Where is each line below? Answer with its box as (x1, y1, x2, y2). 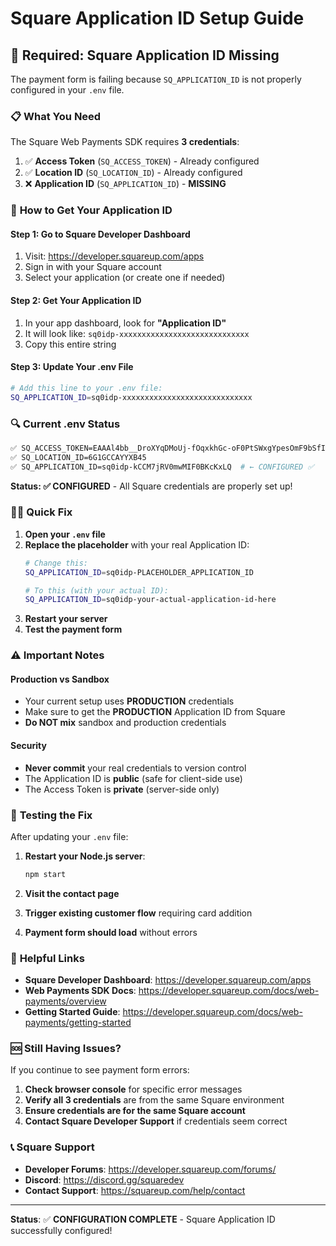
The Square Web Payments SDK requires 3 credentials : (10, 136, 240, 148)
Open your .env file (24, 528, 106, 540)
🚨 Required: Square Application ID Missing (10, 47, 280, 64)
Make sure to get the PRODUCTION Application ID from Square (24, 706, 286, 718)
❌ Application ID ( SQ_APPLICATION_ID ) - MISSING (24, 178, 227, 190)
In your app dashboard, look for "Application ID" (24, 317, 227, 329)
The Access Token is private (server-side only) (24, 783, 220, 795)
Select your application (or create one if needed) (24, 272, 226, 284)
